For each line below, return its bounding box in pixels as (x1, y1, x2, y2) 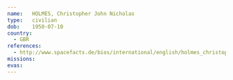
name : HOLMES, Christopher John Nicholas (7, 10, 135, 17)
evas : (7, 62, 23, 69)
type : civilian (7, 17, 58, 24)
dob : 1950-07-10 (7, 23, 64, 30)
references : (7, 42, 42, 49)
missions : (7, 56, 36, 63)
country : (7, 29, 33, 37)
